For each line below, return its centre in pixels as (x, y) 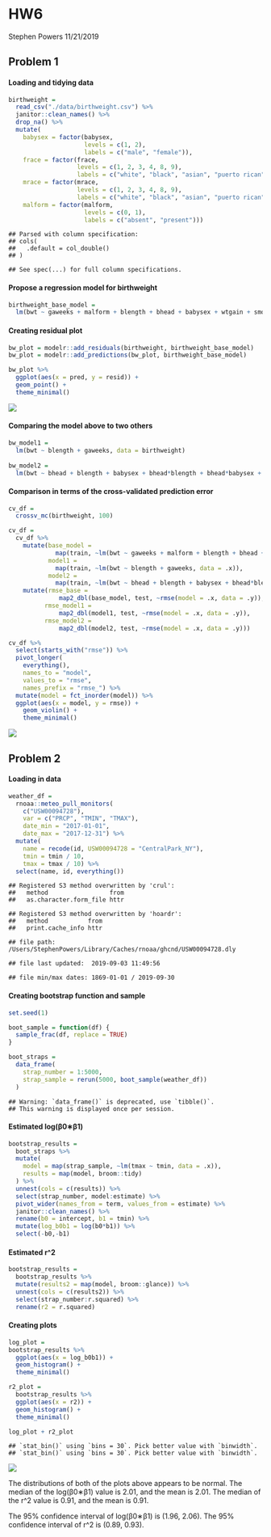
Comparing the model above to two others (81, 426)
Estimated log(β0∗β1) (46, 1127)
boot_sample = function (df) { (59, 1028)
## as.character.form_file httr (67, 900)
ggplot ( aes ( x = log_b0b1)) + (65, 1358)
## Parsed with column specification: (73, 234)
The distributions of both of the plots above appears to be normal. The (125, 1484)
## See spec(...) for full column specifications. (95, 270)
